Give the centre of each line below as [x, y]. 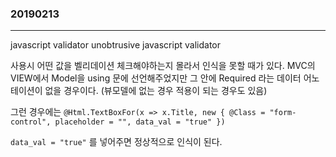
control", [31, 122]
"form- [283, 113]
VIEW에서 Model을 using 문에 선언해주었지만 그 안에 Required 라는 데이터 [156, 78]
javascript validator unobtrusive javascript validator [115, 45]
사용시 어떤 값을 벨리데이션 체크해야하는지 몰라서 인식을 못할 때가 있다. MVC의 [163, 66]
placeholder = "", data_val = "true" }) [140, 122]
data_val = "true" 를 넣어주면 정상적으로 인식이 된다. [116, 142]
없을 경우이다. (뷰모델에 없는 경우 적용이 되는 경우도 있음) [156, 91]
